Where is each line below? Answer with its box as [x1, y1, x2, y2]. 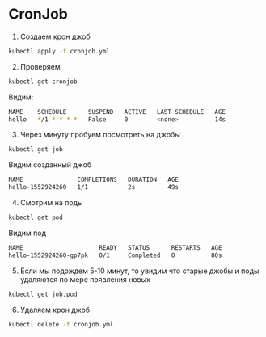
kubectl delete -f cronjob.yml [8, 320, 114, 328]
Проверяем [19, 61, 61, 71]
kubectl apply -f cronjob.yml [8, 47, 111, 55]
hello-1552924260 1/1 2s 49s [8, 183, 179, 192]
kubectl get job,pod [8, 290, 78, 298]
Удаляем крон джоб [19, 305, 91, 314]
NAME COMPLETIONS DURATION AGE [8, 175, 179, 184]
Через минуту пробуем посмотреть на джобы [19, 130, 180, 140]
